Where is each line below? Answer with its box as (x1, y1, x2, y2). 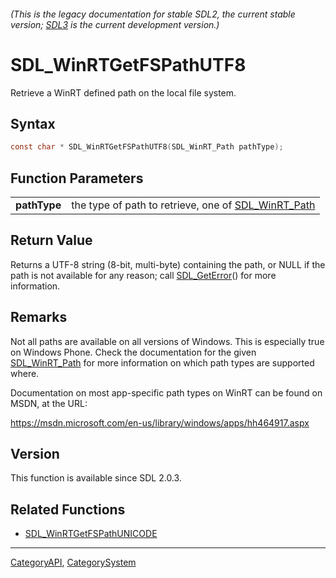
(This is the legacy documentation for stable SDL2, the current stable (10, 8, 296, 20)
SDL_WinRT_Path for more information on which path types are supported (10, 356, 315, 369)
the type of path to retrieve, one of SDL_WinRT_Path (71, 198, 316, 212)
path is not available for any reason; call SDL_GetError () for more (10, 269, 277, 281)
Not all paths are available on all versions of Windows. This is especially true (10, 335, 325, 347)
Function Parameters (10, 170, 144, 187)
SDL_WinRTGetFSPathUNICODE (24, 528, 158, 540)
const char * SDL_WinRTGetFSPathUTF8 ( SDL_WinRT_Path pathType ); (10, 142, 284, 152)
